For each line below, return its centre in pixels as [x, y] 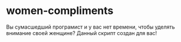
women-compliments [60, 11]
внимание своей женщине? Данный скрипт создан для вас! [82, 33]
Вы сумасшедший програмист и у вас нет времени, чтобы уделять [90, 27]
